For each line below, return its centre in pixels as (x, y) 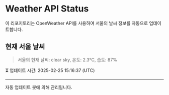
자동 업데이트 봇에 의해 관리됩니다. (39, 87)
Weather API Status (47, 9)
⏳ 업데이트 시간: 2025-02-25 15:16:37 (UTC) (50, 70)
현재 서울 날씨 (25, 47)
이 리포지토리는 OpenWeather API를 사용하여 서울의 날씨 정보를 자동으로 (77, 23)
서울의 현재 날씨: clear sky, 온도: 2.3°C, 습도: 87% (67, 59)
